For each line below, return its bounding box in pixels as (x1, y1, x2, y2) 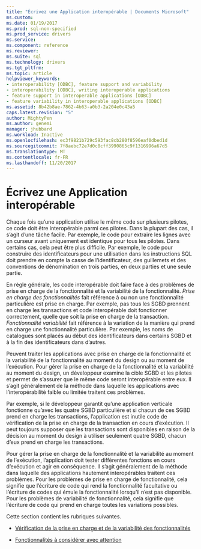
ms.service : (6, 37, 36, 43)
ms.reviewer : (6, 48, 39, 54)
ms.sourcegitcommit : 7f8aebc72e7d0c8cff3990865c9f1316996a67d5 (6, 143, 168, 149)
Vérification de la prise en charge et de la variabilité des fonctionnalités (14, 524, 191, 532)
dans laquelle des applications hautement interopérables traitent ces (6, 470, 176, 477)
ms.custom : (6, 14, 34, 20)
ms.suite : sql (6, 54, 42, 60)
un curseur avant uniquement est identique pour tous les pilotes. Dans (6, 238, 180, 245)
